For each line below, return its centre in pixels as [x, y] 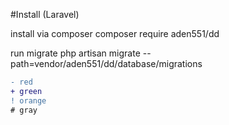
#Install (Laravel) [45, 14]
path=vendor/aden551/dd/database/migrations [106, 63]
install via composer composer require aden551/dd [115, 33]
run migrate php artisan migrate [75, 53]
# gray [24, 110]
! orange [28, 100]
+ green [26, 91]
